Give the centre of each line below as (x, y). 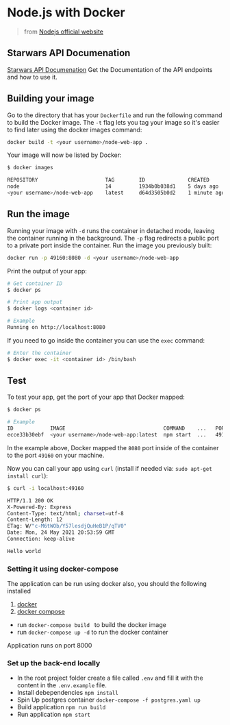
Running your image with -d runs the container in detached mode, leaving (111, 230)
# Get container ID (35, 283)
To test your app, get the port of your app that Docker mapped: (96, 397)
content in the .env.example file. (62, 685)
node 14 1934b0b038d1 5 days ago (113, 186)
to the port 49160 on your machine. (56, 455)
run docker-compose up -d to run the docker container (93, 632)
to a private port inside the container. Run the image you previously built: (110, 245)
